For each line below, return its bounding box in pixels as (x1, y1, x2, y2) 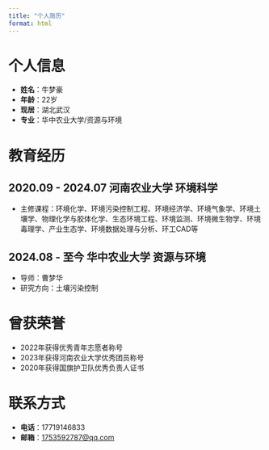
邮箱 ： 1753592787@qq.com (19, 433, 115, 443)
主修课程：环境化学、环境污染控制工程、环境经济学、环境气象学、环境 (19, 204, 254, 214)
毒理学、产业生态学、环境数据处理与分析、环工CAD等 (19, 224, 199, 234)
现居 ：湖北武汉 (19, 105, 70, 115)
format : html (8, 19, 53, 27)
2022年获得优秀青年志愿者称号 (19, 343, 124, 352)
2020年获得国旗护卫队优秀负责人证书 (19, 363, 145, 372)
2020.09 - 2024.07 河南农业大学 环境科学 (8, 181, 218, 195)
